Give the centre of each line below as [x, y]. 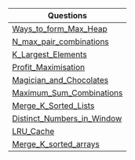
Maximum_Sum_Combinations [67, 93]
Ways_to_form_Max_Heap [60, 29]
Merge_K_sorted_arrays [56, 144]
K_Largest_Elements [50, 54]
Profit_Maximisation [48, 67]
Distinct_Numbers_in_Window [67, 119]
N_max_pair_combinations [61, 41]
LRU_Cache [33, 131]
